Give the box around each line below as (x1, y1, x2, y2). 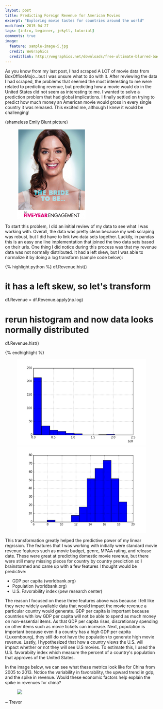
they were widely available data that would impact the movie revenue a (5, 603, 147, 609)
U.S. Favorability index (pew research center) (12, 588, 103, 594)
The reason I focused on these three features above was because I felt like (5, 597, 154, 603)
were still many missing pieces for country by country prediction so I (5, 558, 142, 564)
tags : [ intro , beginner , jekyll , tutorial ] (5, 28, 95, 34)
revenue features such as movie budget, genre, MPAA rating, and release (5, 548, 152, 554)
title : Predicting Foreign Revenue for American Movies (5, 13, 120, 18)
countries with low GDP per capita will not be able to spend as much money (5, 613, 156, 619)
